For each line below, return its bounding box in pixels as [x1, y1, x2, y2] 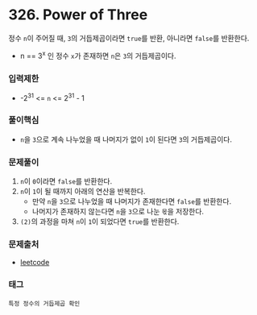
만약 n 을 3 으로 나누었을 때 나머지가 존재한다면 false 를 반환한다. [31, 197, 232, 206]
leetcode [19, 258, 50, 267]
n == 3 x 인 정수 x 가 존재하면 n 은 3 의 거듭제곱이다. [19, 49, 176, 60]
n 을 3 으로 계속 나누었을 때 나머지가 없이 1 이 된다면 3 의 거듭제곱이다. [19, 135, 232, 144]
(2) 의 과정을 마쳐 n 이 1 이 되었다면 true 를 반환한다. [19, 217, 180, 226]
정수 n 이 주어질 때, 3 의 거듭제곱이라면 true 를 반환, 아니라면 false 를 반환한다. [8, 33, 250, 43]
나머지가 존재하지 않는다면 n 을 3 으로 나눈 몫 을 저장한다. [31, 207, 204, 217]
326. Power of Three [8, 6, 148, 24]
